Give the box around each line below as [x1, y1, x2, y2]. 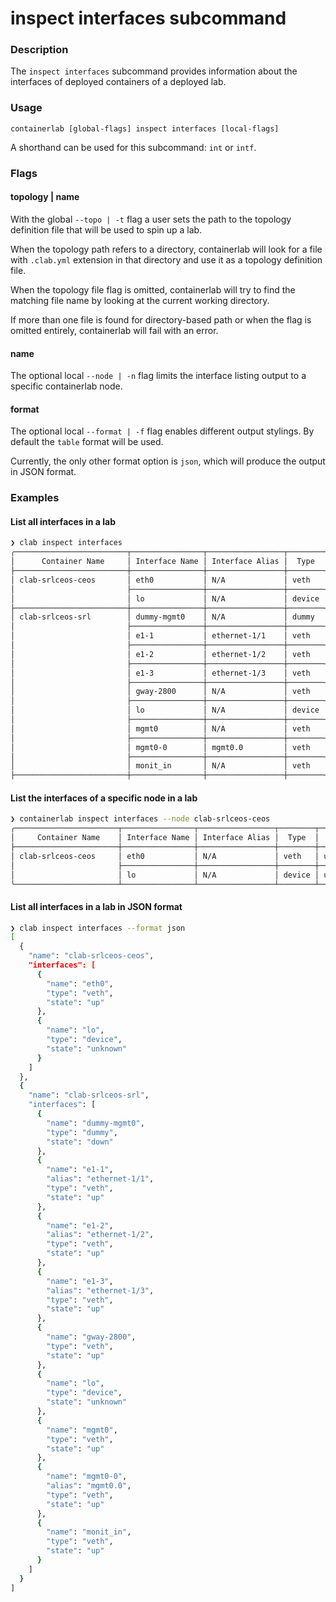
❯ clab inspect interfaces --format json [10, 923, 186, 933]
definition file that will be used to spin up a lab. [10, 223, 203, 236]
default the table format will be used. [10, 436, 164, 448]
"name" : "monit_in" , [46, 1527, 132, 1537]
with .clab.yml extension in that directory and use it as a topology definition [10, 253, 323, 266]
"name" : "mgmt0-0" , [46, 1472, 128, 1482]
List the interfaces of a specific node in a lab [10, 792, 198, 804]
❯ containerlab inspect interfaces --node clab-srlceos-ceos [10, 814, 271, 824]
